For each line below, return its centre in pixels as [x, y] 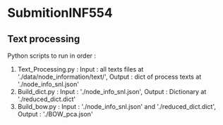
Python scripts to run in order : [52, 55]
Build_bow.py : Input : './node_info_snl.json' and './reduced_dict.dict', [117, 106]
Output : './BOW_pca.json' [55, 114]
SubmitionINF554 [60, 13]
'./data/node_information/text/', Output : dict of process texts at [109, 77]
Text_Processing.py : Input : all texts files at [80, 69]
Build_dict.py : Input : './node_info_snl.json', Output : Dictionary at [112, 92]
